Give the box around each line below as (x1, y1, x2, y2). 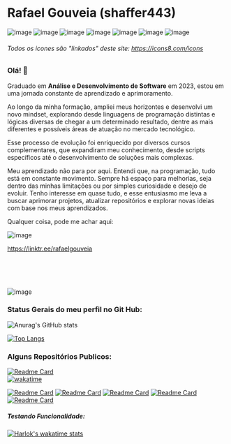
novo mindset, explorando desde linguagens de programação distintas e (7, 110, 216, 118)
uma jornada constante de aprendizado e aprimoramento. (7, 89, 173, 97)
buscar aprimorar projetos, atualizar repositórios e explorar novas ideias (7, 196, 215, 205)
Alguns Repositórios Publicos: (7, 351, 112, 361)
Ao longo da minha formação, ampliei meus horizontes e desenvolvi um (7, 103, 213, 111)
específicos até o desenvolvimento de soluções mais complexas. (7, 153, 194, 161)
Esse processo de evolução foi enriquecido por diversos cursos (7, 138, 191, 147)
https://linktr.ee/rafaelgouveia (7, 244, 93, 253)
